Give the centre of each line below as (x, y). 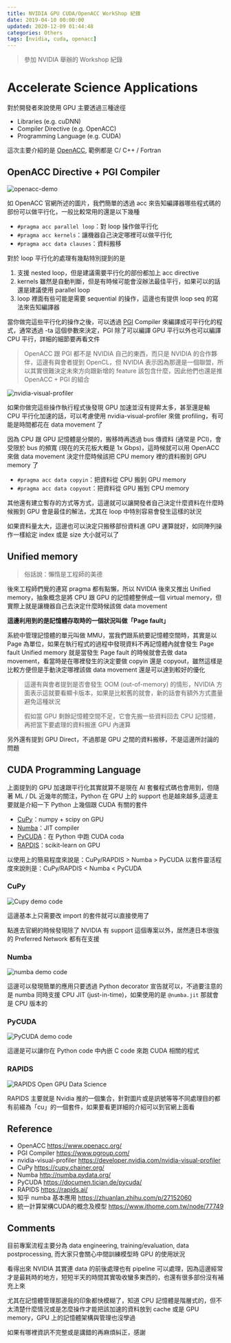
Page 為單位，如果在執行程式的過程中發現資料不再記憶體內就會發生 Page (111, 643)
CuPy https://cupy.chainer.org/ (60, 1168)
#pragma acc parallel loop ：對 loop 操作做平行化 (88, 226)
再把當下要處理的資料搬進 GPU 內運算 (77, 724)
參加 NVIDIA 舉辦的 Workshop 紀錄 (73, 60)
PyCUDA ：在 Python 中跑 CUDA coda (70, 836)
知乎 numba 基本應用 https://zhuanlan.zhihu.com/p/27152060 (104, 1197)
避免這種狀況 (42, 701)
